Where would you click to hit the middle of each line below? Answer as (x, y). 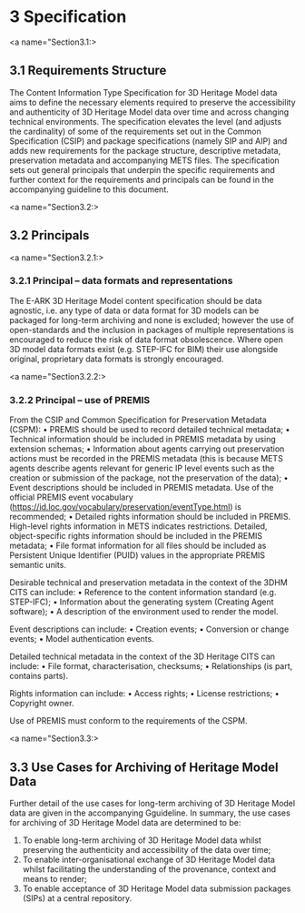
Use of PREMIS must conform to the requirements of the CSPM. (128, 721)
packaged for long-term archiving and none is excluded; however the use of (152, 320)
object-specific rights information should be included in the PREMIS (136, 536)
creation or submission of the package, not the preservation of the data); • (149, 478)
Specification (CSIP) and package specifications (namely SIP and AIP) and (148, 141)
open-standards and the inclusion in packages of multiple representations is (152, 330)
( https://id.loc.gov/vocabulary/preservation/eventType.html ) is (126, 507)
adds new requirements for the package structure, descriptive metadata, (145, 150)
